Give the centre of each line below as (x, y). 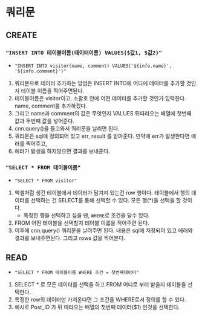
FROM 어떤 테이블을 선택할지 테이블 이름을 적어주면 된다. (82, 223)
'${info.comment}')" (40, 71)
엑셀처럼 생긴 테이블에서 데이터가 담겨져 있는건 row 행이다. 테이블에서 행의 (102, 193)
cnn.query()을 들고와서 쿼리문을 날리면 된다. (67, 128)
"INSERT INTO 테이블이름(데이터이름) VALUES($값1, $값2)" (84, 53)
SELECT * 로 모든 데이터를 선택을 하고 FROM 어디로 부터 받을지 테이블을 (100, 284)
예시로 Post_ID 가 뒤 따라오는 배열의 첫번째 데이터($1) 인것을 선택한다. (97, 307)
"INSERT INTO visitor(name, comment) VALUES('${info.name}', (93, 66)
